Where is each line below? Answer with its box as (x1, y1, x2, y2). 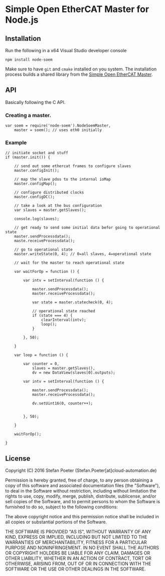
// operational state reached (32, 309, 95, 314)
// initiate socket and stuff (5, 151, 69, 156)
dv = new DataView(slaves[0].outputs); (32, 370, 115, 375)
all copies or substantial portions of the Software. (5, 519, 107, 525)
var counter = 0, (23, 362, 59, 367)
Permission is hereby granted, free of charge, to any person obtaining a (5, 477, 153, 483)
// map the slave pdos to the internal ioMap (14, 177, 111, 182)
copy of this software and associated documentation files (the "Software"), (5, 483, 160, 489)
